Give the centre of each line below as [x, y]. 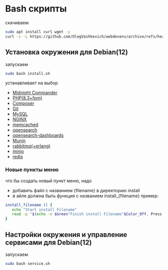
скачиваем [17, 23]
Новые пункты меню [32, 170]
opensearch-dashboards [38, 136]
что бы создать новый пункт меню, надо [48, 181]
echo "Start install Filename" [44, 210]
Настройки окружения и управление [66, 235]
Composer [23, 103]
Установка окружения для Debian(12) [67, 52]
